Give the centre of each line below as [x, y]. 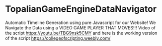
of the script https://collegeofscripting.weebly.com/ [58, 38]
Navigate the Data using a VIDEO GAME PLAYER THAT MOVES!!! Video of [80, 27]
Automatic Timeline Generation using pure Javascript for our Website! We [81, 23]
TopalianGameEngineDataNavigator [81, 9]
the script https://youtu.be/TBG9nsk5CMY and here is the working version [81, 33]
